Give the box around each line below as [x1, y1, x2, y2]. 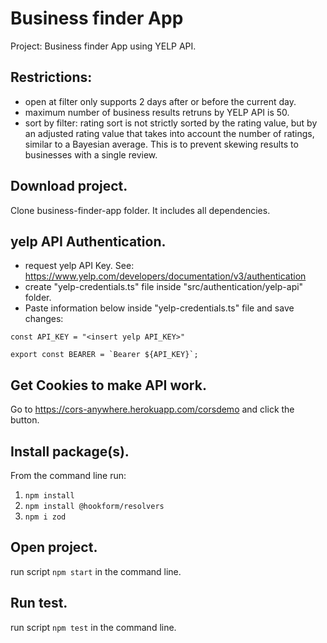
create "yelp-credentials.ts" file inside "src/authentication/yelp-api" [24, 281, 304, 293]
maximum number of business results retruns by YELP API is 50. [24, 106, 290, 118]
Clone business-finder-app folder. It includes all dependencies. [10, 204, 271, 216]
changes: [24, 313, 64, 325]
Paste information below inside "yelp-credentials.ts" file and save [24, 302, 295, 314]
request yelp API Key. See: [24, 260, 135, 272]
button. [10, 414, 40, 426]
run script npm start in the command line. [10, 565, 182, 577]
